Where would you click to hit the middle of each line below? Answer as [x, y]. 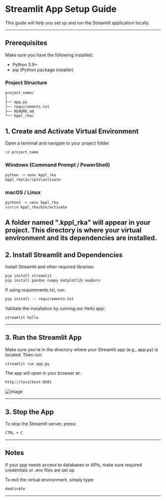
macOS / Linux [23, 192]
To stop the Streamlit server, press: [41, 424]
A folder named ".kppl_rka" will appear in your [78, 223]
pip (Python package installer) [43, 70]
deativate [15, 489]
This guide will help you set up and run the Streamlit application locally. [77, 23]
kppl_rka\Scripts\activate [33, 180]
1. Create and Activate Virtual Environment [72, 131]
